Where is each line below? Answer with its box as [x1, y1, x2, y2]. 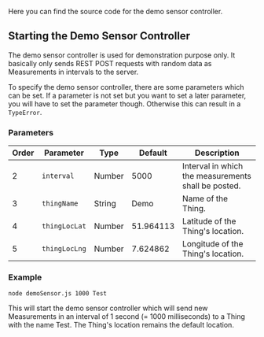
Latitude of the [181, 216, 236, 227]
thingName [42, 199, 79, 208]
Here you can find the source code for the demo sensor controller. [8, 7, 223, 16]
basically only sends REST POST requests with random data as [8, 58, 212, 68]
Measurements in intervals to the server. [8, 67, 139, 76]
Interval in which [181, 161, 244, 172]
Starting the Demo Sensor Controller [8, 29, 191, 43]
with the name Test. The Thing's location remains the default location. [8, 320, 234, 330]
